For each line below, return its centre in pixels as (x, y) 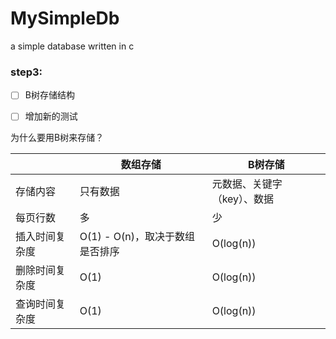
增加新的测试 (51, 116)
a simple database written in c (72, 46)
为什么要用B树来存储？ (57, 138)
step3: (26, 72)
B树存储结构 (49, 95)
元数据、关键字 (247, 184)
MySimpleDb (65, 18)
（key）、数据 (243, 199)
